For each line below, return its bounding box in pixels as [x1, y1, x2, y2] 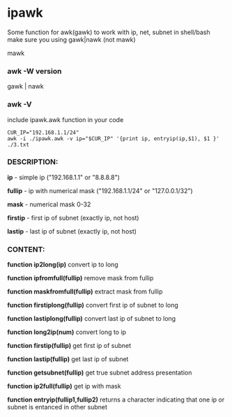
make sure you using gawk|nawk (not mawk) [7, 35, 136, 43]
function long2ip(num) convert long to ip [7, 328, 127, 336]
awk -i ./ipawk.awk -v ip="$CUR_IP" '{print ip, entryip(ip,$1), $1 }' [7, 135, 219, 142]
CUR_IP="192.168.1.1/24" [7, 129, 79, 136]
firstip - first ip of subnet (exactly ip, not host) [7, 213, 139, 222]
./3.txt [7, 141, 30, 148]
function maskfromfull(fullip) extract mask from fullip [7, 287, 163, 296]
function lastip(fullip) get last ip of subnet [7, 355, 129, 363]
